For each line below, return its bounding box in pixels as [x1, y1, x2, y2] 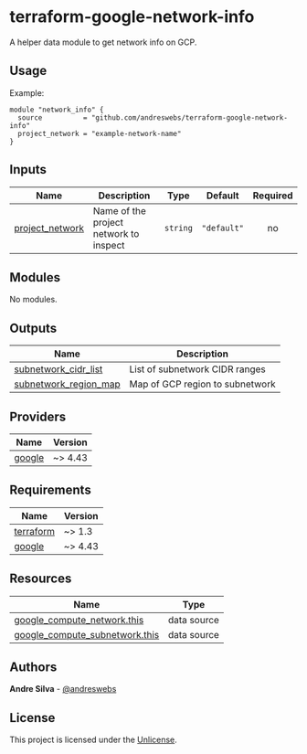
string [164, 222, 194, 233]
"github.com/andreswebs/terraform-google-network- [90, 112, 288, 122]
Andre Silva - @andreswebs [9, 684, 117, 695]
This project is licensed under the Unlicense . [9, 734, 178, 746]
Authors [9, 660, 58, 675]
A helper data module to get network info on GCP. [9, 37, 197, 48]
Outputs [9, 320, 58, 335]
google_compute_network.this [14, 613, 144, 626]
